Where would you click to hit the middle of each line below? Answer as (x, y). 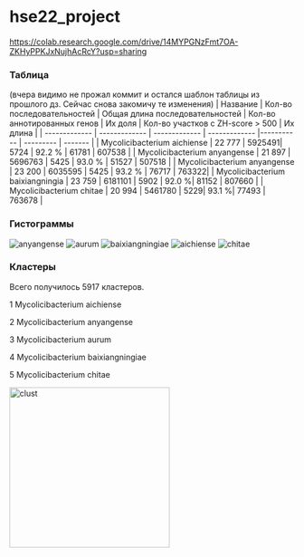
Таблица (29, 74)
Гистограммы (42, 224)
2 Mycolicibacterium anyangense (71, 322)
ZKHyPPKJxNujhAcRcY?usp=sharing (78, 51)
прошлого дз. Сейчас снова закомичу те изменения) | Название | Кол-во (151, 104)
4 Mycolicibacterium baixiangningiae (78, 357)
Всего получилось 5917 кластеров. (77, 286)
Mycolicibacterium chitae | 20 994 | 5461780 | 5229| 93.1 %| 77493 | (138, 191)
